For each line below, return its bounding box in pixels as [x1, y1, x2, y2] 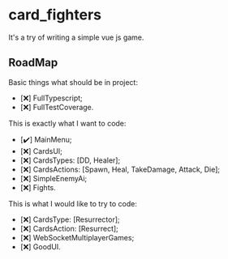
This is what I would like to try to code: [8, 198, 138, 208]
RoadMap [8, 56, 58, 70]
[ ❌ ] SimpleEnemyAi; [19, 173, 88, 183]
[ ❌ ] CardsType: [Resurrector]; [19, 214, 120, 224]
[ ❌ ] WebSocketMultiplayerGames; [19, 232, 135, 242]
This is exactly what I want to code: [8, 118, 127, 128]
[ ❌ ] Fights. [19, 182, 56, 192]
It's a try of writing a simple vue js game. [8, 32, 144, 42]
